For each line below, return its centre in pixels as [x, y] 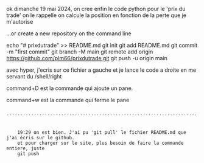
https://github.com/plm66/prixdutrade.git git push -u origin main [87, 58]
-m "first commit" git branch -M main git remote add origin [80, 52]
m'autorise [20, 22]
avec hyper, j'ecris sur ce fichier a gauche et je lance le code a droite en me [101, 70]
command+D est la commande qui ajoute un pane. [70, 88]
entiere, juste [26, 148]
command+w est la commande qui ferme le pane [68, 100]
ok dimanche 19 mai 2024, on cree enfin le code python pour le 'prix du [96, 9]
